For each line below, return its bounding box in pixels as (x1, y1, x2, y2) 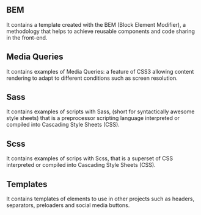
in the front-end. (6, 33, 48, 41)
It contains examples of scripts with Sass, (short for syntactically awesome (6, 108, 195, 115)
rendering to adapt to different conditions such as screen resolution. (6, 74, 178, 82)
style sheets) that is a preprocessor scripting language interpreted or (6, 115, 180, 122)
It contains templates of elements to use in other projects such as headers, (6, 195, 194, 203)
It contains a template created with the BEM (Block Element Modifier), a (6, 21, 186, 28)
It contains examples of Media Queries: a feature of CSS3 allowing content (6, 68, 194, 75)
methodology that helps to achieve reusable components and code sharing (6, 27, 196, 35)
